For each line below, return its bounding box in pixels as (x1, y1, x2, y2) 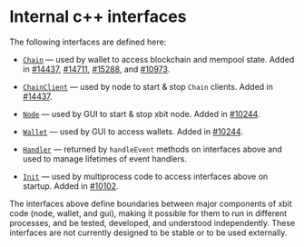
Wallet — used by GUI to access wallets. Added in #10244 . (22, 125, 243, 137)
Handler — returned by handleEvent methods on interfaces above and (22, 143, 283, 154)
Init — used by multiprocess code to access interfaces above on (22, 171, 269, 182)
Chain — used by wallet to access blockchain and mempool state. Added (22, 54, 295, 64)
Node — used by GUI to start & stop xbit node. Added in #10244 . (22, 108, 260, 119)
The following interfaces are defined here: (9, 36, 167, 47)
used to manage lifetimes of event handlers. (22, 153, 188, 164)
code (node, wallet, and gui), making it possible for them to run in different (9, 207, 288, 219)
